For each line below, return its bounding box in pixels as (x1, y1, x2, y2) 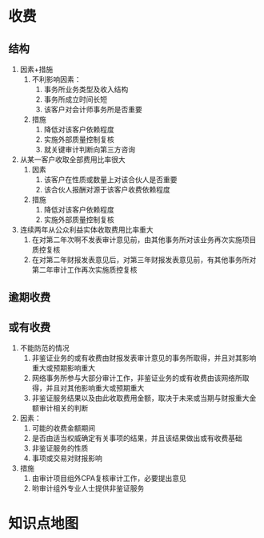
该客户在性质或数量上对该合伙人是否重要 (43, 175, 178, 184)
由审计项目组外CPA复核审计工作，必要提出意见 (31, 474, 186, 483)
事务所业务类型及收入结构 (43, 85, 129, 94)
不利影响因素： (31, 75, 82, 84)
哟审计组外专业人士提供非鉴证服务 (31, 483, 145, 493)
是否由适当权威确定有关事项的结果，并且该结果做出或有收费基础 (31, 434, 242, 443)
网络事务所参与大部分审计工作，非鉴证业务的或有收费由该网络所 (31, 374, 242, 383)
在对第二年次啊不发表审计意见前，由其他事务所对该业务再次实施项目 (31, 235, 257, 245)
